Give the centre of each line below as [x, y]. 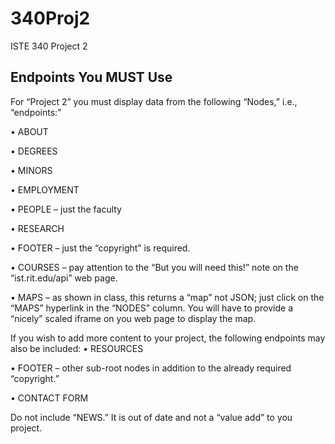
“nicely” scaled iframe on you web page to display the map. [133, 318]
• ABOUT [29, 131]
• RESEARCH [37, 228]
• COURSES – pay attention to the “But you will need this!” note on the [154, 267]
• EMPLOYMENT [45, 189]
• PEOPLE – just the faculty [66, 209]
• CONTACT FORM [49, 398]
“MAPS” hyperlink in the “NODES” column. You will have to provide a [152, 308]
